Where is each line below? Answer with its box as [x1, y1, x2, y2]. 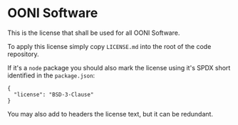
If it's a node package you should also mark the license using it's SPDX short [7, 63, 231, 72]
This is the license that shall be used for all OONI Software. [7, 28, 180, 37]
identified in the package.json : [7, 71, 95, 80]
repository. [7, 50, 39, 58]
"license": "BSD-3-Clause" [14, 91, 94, 98]
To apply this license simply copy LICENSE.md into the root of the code [7, 42, 212, 50]
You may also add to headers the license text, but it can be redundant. [7, 109, 214, 118]
